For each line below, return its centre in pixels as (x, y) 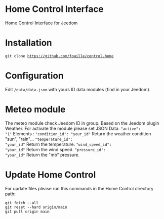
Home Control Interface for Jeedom (41, 23)
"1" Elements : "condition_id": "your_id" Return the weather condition (78, 134)
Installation (29, 43)
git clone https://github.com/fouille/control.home (59, 56)
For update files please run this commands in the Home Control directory (79, 188)
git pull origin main (27, 212)
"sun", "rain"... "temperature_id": (39, 139)
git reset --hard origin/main (36, 207)
